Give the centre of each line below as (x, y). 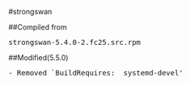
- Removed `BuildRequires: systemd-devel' (96, 73)
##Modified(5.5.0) (38, 58)
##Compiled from (38, 27)
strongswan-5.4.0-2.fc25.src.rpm (75, 42)
